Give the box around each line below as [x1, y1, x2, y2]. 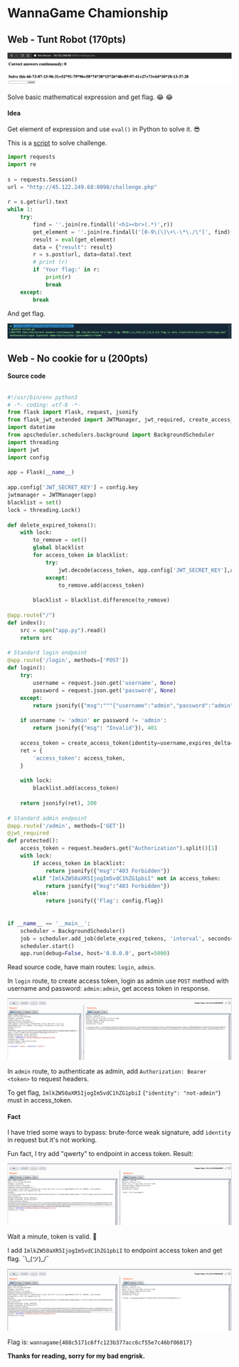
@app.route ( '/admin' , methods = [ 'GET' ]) [7, 822, 126, 830]
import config [7, 454, 50, 461]
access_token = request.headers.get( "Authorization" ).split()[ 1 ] [20, 845, 218, 852]
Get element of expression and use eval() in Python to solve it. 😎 [7, 125, 201, 133]
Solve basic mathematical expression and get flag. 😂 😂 [7, 93, 173, 101]
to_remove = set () [33, 537, 87, 544]
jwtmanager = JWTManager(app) [7, 492, 97, 499]
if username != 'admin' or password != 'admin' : [20, 717, 167, 724]
